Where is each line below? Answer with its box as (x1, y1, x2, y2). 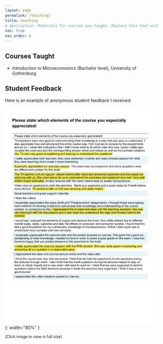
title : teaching (5, 18, 38, 23)
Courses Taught (5, 52, 55, 60)
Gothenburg (12, 70, 36, 76)
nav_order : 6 (5, 34, 32, 38)
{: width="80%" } (5, 325, 40, 331)
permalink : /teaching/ (5, 13, 51, 18)
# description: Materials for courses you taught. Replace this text (5, 23, 149, 28)
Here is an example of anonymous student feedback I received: (5, 97, 132, 103)
